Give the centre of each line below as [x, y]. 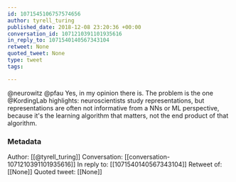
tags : [15, 67]
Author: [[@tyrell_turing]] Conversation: [65, 157]
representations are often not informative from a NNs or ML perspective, [113, 108]
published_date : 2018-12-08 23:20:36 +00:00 [74, 27]
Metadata [24, 141]
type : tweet [25, 60]
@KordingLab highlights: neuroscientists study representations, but [106, 101]
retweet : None [28, 47]
